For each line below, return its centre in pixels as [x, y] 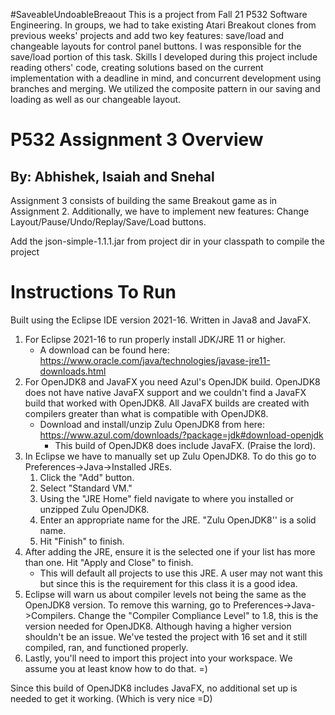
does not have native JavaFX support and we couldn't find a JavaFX [165, 392]
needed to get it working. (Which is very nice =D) [111, 698]
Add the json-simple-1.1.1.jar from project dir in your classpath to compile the [167, 241]
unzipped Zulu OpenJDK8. [94, 509]
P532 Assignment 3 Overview [137, 140]
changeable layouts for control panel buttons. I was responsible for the [156, 46]
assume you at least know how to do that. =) [116, 668]
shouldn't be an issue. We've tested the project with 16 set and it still [166, 636]
